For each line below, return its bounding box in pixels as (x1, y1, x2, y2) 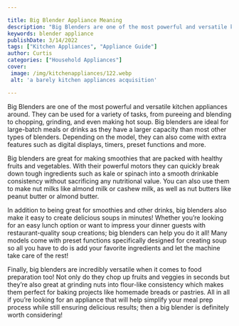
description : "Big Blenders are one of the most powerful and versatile (7, 23, 228, 31)
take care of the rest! (7, 251, 69, 260)
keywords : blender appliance (7, 30, 94, 37)
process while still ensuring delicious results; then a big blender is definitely (7, 302, 230, 311)
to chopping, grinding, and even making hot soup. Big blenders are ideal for (7, 117, 229, 126)
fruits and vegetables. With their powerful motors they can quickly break (7, 161, 220, 170)
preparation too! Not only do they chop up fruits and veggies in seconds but (7, 272, 230, 281)
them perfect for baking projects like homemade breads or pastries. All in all (7, 287, 230, 296)
